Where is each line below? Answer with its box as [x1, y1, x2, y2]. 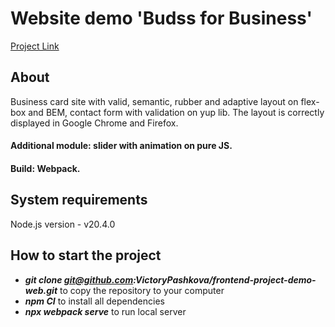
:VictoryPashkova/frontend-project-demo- [133, 273, 317, 286]
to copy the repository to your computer [59, 284, 225, 296]
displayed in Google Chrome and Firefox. [10, 117, 179, 129]
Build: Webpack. [10, 162, 81, 174]
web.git [24, 284, 58, 296]
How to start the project [10, 247, 162, 264]
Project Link [10, 40, 60, 52]
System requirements [10, 192, 148, 209]
